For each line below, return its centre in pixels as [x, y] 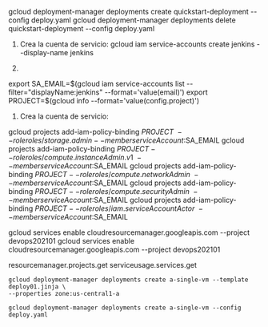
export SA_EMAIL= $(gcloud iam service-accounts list [97, 84]
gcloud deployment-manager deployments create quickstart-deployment [129, 12]
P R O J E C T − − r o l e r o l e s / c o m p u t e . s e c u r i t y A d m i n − [116, 191]
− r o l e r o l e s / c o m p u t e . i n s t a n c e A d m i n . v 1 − [75, 157]
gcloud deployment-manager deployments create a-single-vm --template [128, 280]
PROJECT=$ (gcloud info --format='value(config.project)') [104, 101]
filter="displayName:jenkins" [56, 92]
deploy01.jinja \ [37, 287]
